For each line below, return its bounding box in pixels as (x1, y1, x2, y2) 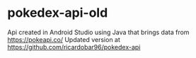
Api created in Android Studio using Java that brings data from (7, 28, 190, 36)
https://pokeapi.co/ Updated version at (7, 35, 120, 43)
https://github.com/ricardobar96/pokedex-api (7, 43, 141, 51)
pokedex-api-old (7, 5, 108, 21)
